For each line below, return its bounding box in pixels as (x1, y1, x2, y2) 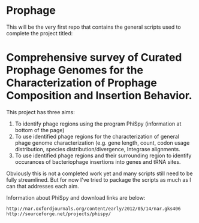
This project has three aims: (6, 108, 75, 115)
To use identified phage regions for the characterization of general (14, 133, 180, 140)
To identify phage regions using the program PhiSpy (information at (14, 120, 182, 127)
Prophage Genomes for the (6, 63, 144, 77)
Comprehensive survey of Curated (6, 51, 182, 65)
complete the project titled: (6, 29, 73, 36)
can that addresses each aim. (6, 182, 79, 190)
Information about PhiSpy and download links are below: (6, 194, 146, 201)
